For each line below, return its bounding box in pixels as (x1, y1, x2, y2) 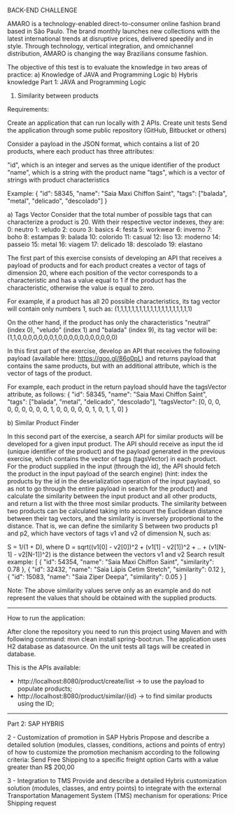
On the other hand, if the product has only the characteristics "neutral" (7, 319, 211, 326)
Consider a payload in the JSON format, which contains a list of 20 (7, 140, 199, 148)
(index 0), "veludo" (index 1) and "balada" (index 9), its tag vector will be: (7, 326, 218, 334)
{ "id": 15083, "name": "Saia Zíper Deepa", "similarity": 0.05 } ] (7, 573, 187, 581)
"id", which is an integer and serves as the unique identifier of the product (7, 161, 220, 169)
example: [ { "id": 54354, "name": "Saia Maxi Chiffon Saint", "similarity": (7, 558, 215, 566)
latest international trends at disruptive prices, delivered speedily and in (7, 34, 213, 43)
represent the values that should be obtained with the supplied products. (7, 594, 217, 602)
